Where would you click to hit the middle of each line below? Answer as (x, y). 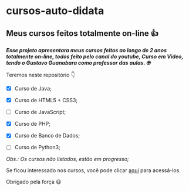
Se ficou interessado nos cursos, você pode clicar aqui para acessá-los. (93, 170)
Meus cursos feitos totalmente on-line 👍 (82, 33)
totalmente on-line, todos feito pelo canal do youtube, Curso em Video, (95, 56)
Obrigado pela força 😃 (34, 182)
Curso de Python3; (37, 148)
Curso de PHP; (33, 124)
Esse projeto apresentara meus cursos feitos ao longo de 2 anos (87, 50)
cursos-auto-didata (55, 11)
